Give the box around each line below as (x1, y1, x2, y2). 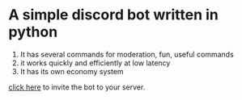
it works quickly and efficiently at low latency (19, 58, 171, 68)
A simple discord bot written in (8, 6, 219, 24)
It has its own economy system (19, 66, 124, 76)
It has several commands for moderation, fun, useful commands (19, 49, 235, 59)
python (8, 23, 58, 41)
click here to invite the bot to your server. (8, 82, 146, 92)
